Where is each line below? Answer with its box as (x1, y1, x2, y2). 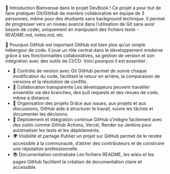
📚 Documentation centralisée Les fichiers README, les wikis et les (12, 152, 154, 157)
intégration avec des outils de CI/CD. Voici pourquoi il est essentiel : (5, 58, 148, 64)
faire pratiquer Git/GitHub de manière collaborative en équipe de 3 (5, 10, 144, 16)
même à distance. (12, 95, 51, 101)
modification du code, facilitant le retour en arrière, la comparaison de (12, 73, 160, 79)
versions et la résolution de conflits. (12, 79, 88, 84)
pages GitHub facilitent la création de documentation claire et (12, 159, 142, 165)
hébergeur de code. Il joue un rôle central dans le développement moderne (5, 47, 163, 53)
